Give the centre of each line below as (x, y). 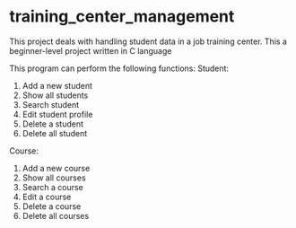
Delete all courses (56, 215)
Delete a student (52, 124)
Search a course (52, 187)
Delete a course (52, 206)
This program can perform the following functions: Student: (119, 68)
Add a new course (56, 168)
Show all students (55, 95)
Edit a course (47, 197)
